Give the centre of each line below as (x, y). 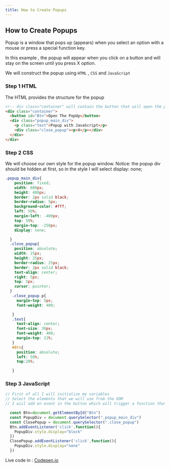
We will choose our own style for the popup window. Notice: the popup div (83, 164)
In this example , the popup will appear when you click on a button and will (83, 58)
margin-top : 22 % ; (35, 338)
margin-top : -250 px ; (36, 225)
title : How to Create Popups (36, 10)
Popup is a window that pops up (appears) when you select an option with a (84, 43)
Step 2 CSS (19, 153)
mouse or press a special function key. (46, 48)
